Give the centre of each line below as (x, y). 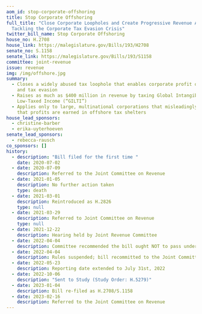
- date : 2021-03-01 (36, 196)
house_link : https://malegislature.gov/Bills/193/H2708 (78, 46)
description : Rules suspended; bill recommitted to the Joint (96, 258)
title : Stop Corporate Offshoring (50, 17)
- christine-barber (36, 124)
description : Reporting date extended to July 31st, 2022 (91, 269)
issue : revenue (25, 68)
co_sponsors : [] (26, 146)
